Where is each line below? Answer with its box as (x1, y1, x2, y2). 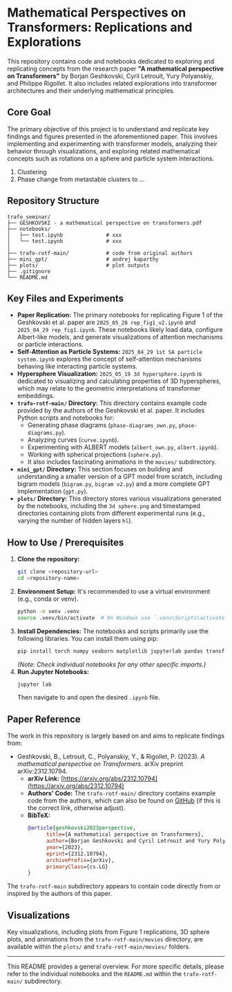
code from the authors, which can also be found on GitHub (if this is (27, 796, 221, 805)
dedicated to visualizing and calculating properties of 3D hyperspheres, (17, 377, 222, 385)
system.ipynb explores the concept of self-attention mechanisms (17, 355, 202, 364)
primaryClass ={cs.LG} (46, 863, 108, 870)
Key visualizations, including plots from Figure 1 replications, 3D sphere (7, 928, 210, 936)
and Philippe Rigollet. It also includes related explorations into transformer (7, 79, 217, 87)
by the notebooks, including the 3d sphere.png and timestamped (17, 502, 201, 510)
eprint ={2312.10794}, (46, 850, 108, 857)
